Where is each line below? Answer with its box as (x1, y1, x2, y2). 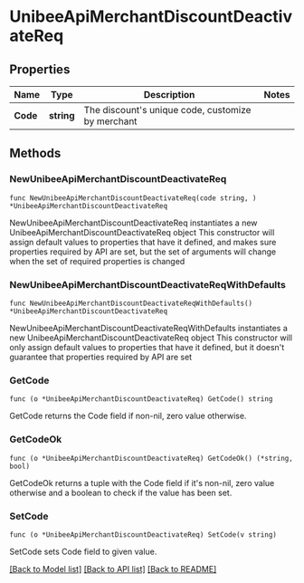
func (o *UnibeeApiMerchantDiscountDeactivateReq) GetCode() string (9, 395, 273, 404)
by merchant (83, 115, 138, 128)
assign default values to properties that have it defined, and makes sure (9, 236, 277, 247)
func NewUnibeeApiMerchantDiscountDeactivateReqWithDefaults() (9, 299, 253, 308)
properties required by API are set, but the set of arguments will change (9, 246, 277, 257)
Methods (9, 146, 62, 161)
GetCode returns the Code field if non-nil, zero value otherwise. (9, 410, 247, 422)
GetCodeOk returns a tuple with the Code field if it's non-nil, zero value (9, 477, 275, 488)
